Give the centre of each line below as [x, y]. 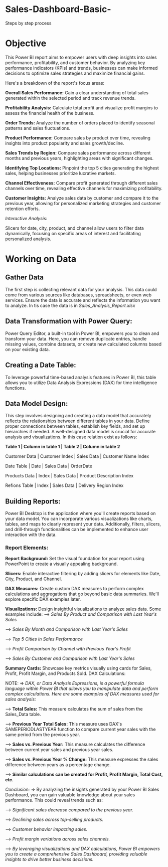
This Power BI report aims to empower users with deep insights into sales [81, 57]
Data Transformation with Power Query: [69, 321]
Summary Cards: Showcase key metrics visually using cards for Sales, [78, 668]
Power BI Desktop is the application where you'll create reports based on [80, 513]
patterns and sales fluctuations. [38, 128]
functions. [16, 388]
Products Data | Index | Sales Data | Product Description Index [69, 476]
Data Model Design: [37, 403]
